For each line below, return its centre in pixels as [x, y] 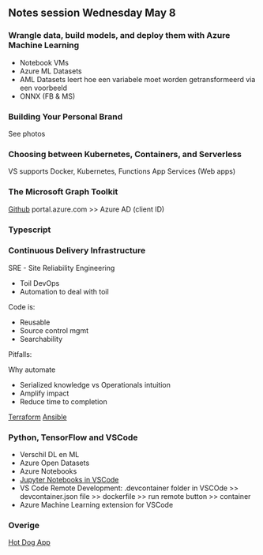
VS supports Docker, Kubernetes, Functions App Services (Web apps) [122, 171]
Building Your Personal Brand [66, 116]
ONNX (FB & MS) [47, 96]
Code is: [22, 306]
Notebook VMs [44, 62]
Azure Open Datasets [54, 463]
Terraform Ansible [38, 417]
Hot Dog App [30, 542]
